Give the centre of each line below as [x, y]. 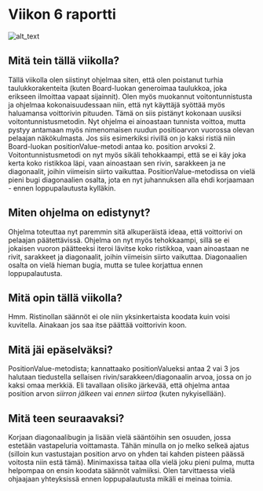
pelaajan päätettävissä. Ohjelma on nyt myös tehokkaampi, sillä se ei [119, 240]
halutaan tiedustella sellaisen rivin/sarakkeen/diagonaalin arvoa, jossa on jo [130, 377]
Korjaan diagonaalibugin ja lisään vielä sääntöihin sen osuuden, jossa [120, 437]
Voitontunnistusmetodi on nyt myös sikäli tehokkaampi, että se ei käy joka [127, 155]
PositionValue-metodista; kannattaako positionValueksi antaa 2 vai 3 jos [124, 369]
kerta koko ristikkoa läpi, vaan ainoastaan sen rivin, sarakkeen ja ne [117, 163]
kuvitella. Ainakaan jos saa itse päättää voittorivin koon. [97, 325]
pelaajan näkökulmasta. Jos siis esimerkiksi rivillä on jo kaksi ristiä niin [122, 138]
